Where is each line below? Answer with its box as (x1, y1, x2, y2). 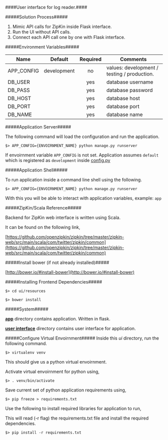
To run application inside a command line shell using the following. (5, 177, 142, 182)
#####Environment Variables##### (5, 44, 79, 49)
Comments (119, 56, 147, 62)
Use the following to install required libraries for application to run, (5, 405, 141, 411)
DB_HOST (7, 95, 31, 101)
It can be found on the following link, (5, 224, 80, 230)
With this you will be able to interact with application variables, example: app (5, 195, 161, 201)
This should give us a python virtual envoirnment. (5, 359, 107, 364)
